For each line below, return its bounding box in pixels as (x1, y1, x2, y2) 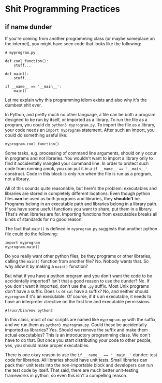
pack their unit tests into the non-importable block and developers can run (5, 362, 153, 368)
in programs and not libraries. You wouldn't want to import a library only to (5, 156, 153, 161)
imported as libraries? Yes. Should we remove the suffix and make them (5, 327, 148, 332)
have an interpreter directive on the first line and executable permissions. (5, 299, 151, 304)
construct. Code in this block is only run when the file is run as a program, (5, 171, 152, 176)
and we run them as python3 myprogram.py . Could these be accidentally (5, 322, 147, 328)
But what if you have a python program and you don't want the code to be (5, 273, 152, 279)
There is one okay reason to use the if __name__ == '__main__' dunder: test (5, 352, 157, 358)
